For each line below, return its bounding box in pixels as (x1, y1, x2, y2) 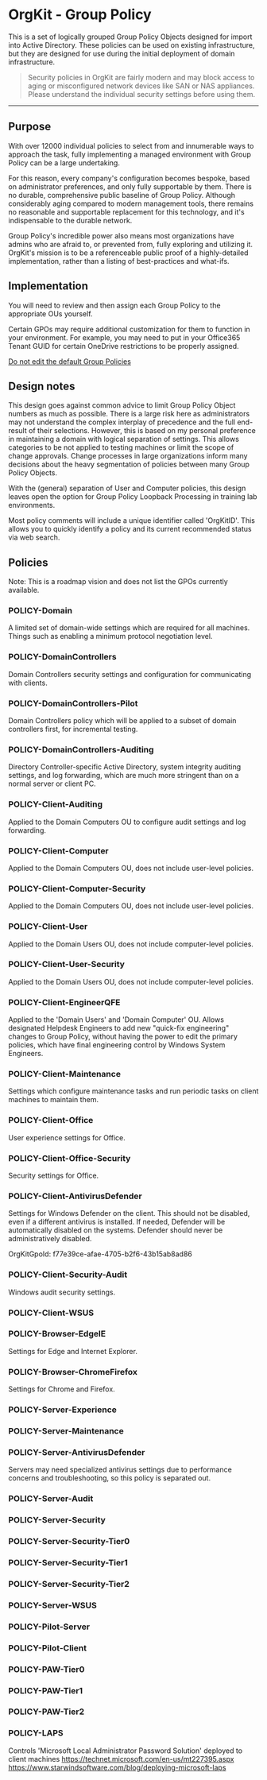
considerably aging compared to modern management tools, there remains (8, 199, 254, 208)
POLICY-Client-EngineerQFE (8, 996, 121, 1008)
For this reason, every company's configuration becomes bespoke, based (8, 173, 250, 183)
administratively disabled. (8, 1234, 92, 1244)
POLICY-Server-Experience (8, 1404, 118, 1415)
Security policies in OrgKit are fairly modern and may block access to (27, 72, 255, 82)
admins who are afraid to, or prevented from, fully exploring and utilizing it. (8, 239, 253, 249)
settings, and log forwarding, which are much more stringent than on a (8, 771, 239, 780)
